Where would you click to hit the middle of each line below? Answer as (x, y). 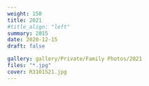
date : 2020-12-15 (33, 40)
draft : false (26, 46)
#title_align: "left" (39, 27)
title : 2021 (24, 20)
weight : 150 (24, 14)
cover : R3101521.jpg (37, 72)
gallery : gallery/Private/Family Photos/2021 (74, 59)
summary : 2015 (28, 33)
